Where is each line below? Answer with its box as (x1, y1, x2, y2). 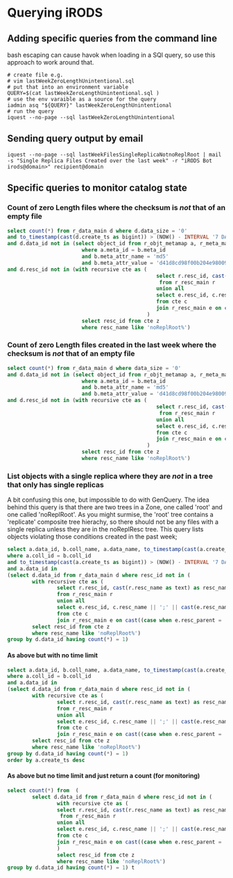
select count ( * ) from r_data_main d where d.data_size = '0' (7, 227, 188, 234)
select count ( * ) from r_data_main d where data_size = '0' (7, 365, 182, 371)
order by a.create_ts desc (7, 757, 85, 764)
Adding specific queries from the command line (7, 33, 217, 44)
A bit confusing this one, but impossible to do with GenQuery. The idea (7, 495, 209, 504)
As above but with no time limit (7, 651, 98, 659)
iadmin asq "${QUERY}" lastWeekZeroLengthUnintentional (7, 102, 172, 109)
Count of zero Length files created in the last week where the (7, 340, 217, 350)
